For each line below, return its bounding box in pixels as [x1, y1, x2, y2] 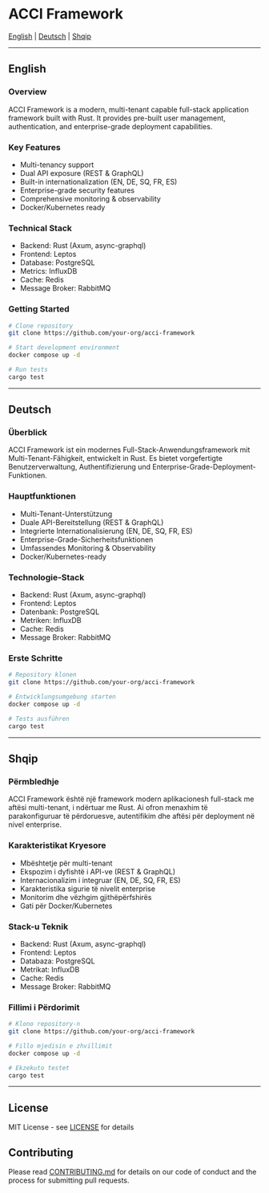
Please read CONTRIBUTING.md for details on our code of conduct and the [8, 1167, 257, 1177]
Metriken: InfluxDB [19, 616, 82, 625]
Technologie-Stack [8, 572, 85, 583]
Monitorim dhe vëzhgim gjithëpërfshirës [19, 892, 152, 902]
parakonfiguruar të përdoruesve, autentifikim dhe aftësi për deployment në [8, 812, 255, 821]
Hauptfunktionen [8, 491, 76, 502]
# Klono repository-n [8, 1020, 81, 1028]
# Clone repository [8, 322, 74, 330]
